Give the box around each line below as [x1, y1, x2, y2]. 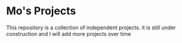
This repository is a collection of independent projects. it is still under [6, 24, 176, 31]
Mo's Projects [6, 4, 76, 18]
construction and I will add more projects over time [6, 30, 131, 37]
